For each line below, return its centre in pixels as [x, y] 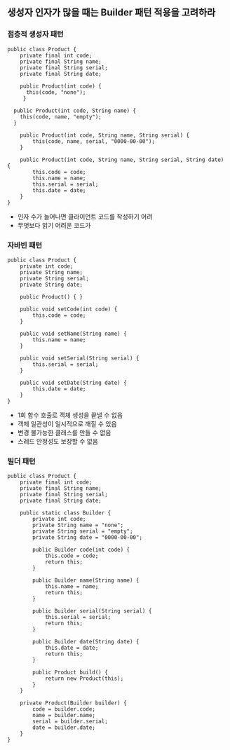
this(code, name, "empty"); [61, 117]
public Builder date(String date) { [86, 642]
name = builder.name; [64, 716]
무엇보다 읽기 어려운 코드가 [54, 225]
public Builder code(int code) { [81, 550]
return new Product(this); [84, 679]
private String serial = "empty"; [83, 531]
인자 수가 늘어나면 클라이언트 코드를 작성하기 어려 [85, 217]
